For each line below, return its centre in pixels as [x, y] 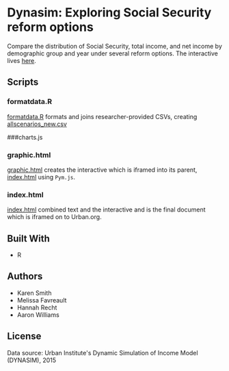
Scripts [23, 82]
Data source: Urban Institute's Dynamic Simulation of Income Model [103, 353]
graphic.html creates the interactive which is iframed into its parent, [102, 170]
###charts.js [25, 137]
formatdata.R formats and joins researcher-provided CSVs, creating [102, 116]
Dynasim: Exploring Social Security [109, 13]
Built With [28, 239]
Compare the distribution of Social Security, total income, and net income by [114, 46]
